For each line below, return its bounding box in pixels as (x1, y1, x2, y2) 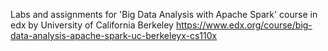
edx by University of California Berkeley (10, 19, 174, 31)
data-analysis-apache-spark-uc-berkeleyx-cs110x (10, 30, 218, 41)
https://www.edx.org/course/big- (175, 19, 313, 31)
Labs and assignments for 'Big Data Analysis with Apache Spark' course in (10, 9, 318, 20)
